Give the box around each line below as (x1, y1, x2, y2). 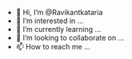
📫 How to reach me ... (15, 42, 90, 51)
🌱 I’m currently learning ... (15, 25, 102, 33)
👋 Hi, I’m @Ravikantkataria (15, 8, 103, 17)
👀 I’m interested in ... (15, 16, 84, 26)
